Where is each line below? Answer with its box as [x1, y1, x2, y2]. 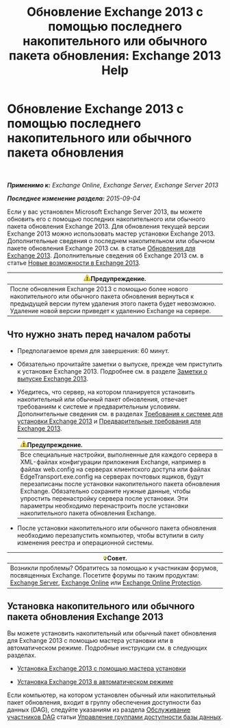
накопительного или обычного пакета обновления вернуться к [10, 292, 194, 300]
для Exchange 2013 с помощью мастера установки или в [7, 637, 174, 645]
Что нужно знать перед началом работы [7, 328, 191, 340]
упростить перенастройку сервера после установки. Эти [20, 494, 188, 502]
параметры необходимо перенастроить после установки [20, 501, 188, 510]
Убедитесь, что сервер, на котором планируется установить [16, 388, 195, 396]
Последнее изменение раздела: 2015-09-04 [7, 194, 141, 203]
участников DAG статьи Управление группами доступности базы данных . [7, 713, 224, 721]
